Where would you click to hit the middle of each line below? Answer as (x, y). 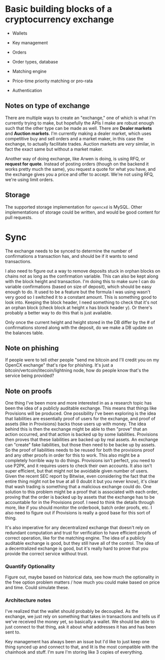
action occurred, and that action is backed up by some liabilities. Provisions (82, 435)
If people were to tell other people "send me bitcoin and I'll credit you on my (82, 360)
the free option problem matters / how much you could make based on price (82, 582)
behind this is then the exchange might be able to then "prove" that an (76, 429)
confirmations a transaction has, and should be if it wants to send (71, 256)
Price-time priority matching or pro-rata (52, 81)
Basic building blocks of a (59, 9)
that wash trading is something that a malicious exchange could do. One (78, 487)
